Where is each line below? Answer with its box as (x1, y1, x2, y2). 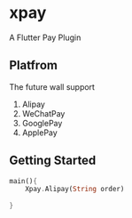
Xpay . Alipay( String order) (25, 185, 125, 194)
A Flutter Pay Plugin (9, 32, 82, 43)
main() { (9, 176, 38, 185)
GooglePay (21, 117, 63, 128)
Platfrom (9, 58, 58, 73)
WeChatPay (21, 108, 66, 118)
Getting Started (9, 153, 97, 168)
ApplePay (21, 127, 58, 138)
